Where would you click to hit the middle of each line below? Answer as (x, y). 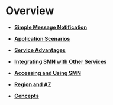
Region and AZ (33, 84)
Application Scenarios (42, 38)
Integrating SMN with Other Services (60, 61)
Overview (30, 11)
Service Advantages (40, 50)
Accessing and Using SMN (47, 73)
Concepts (26, 96)
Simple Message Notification (50, 27)
